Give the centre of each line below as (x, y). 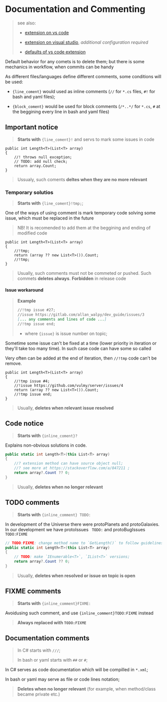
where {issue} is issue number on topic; (66, 333)
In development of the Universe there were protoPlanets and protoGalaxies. (83, 524)
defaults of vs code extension (55, 52)
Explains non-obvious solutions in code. (46, 445)
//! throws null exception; (43, 157)
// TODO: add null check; (41, 161)
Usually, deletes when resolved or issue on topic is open (76, 576)
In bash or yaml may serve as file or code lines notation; (62, 679)
